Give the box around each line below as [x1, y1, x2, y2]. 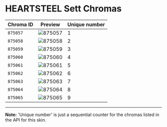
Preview [40, 21, 61, 28]
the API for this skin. [5, 117, 46, 123]
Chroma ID [7, 21, 33, 28]
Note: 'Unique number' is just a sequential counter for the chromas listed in [5, 112, 160, 118]
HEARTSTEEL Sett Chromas [5, 3, 122, 14]
